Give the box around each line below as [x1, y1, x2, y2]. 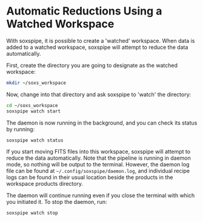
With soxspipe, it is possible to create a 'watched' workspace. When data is [6, 37, 195, 44]
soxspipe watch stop [6, 210, 59, 216]
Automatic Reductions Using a [6, 4, 162, 18]
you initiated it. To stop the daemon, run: [6, 198, 107, 206]
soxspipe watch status [6, 137, 64, 143]
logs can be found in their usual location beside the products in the [6, 174, 173, 181]
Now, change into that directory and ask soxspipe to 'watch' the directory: [6, 91, 191, 98]
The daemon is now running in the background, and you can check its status [6, 119, 198, 126]
